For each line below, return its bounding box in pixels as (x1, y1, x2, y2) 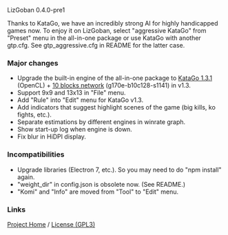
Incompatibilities (7, 150, 65, 159)
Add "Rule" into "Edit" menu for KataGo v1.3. (17, 96, 143, 104)
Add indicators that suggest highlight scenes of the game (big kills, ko (17, 103, 216, 112)
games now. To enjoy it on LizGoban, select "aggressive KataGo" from (7, 27, 207, 34)
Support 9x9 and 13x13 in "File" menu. (17, 89, 126, 97)
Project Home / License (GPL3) (7, 220, 95, 228)
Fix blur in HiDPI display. (17, 132, 86, 141)
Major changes (7, 58, 59, 68)
